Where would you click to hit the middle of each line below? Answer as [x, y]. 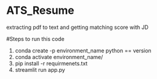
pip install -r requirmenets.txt [51, 63]
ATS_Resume [40, 11]
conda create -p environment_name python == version [83, 50]
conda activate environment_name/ [59, 57]
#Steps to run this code [35, 39]
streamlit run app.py [40, 69]
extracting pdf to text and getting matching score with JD [78, 27]
